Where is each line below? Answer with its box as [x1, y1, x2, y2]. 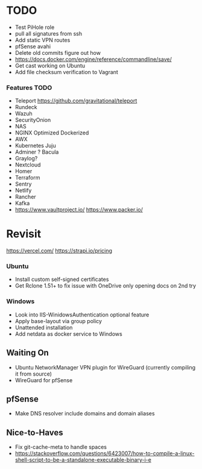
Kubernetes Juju [14, 142, 56, 150]
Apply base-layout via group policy [14, 317, 103, 324]
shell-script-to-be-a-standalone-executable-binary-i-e [14, 456, 152, 464]
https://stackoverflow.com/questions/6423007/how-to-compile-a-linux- [14, 450, 195, 457]
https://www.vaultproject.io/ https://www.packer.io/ [14, 206, 144, 213]
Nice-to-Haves [6, 427, 63, 438]
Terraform [14, 174, 40, 181]
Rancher [14, 194, 36, 201]
